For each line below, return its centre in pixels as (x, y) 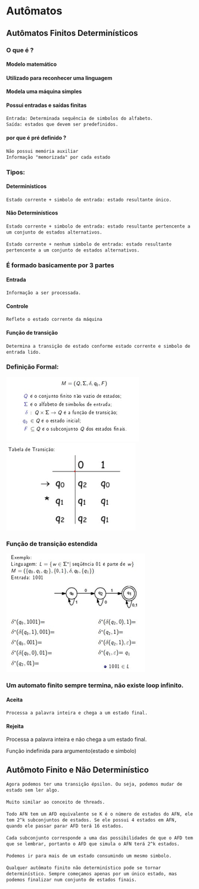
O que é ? (20, 50)
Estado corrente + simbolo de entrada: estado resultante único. (89, 200)
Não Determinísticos (32, 213)
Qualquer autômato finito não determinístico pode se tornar (84, 868)
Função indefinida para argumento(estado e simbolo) (71, 751)
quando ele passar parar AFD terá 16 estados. (65, 826)
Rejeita (15, 726)
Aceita (14, 700)
